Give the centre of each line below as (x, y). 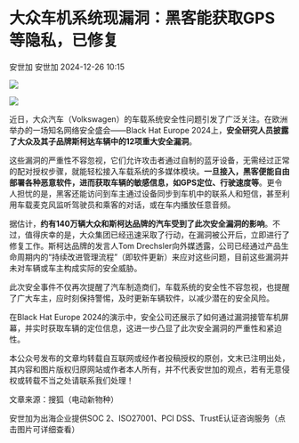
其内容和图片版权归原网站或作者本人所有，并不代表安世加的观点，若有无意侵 (149, 369)
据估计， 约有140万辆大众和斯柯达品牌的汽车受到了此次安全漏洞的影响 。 (141, 223)
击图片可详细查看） (44, 429)
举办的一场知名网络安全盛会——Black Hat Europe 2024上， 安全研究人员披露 (149, 130)
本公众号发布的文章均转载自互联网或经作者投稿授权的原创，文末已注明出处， (149, 358)
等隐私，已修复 (64, 40)
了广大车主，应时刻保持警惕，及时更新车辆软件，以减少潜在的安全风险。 (141, 298)
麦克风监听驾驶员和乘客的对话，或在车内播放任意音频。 (134, 205)
